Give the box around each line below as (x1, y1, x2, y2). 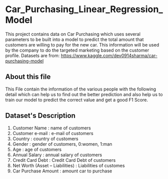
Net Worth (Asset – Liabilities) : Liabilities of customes (12, 162, 125, 168)
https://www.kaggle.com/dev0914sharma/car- (60, 52, 158, 59)
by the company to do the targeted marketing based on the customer (5, 47, 149, 53)
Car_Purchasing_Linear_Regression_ (5, 4, 163, 15)
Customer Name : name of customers (12, 125, 91, 131)
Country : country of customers (12, 136, 78, 142)
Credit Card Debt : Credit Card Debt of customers (12, 157, 116, 163)
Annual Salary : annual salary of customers (12, 152, 102, 158)
